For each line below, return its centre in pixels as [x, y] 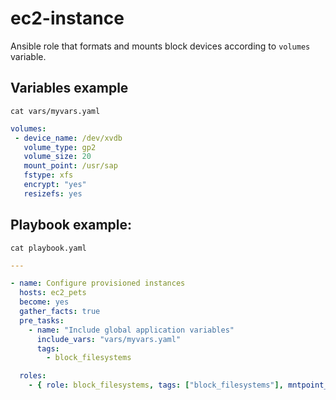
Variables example [69, 88]
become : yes [44, 302]
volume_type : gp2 [60, 147]
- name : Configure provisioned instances [98, 283]
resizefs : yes [53, 193]
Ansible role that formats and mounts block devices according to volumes [160, 46]
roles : [33, 376]
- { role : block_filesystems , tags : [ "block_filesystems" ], [156, 385]
